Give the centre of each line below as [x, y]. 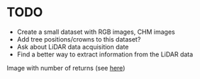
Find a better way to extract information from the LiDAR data [105, 54]
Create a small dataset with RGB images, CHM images [96, 32]
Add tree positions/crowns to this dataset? [79, 39]
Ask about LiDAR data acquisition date [73, 47]
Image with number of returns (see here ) [66, 68]
